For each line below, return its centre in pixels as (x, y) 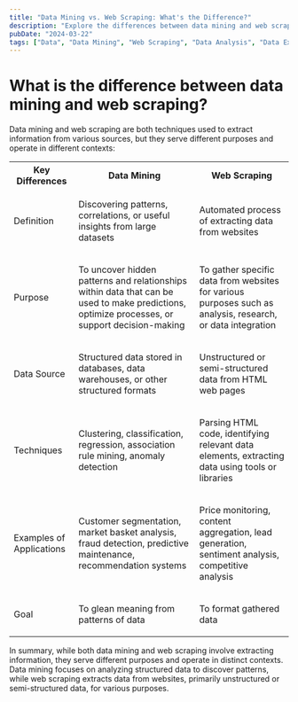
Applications (40, 549)
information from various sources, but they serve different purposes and (141, 139)
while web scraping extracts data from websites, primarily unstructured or (145, 679)
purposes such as (236, 303)
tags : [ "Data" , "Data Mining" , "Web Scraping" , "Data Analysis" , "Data (144, 42)
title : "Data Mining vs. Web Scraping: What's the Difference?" (130, 17)
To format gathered (239, 609)
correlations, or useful (124, 215)
